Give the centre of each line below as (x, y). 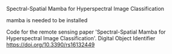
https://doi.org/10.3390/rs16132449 (51, 45)
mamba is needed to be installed (47, 20)
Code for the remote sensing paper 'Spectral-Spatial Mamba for (86, 32)
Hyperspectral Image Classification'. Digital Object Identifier (81, 38)
